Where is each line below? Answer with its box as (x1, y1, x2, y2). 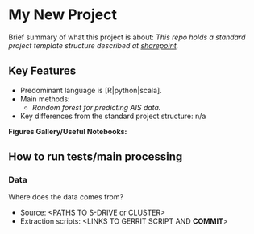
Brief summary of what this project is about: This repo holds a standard (8, 32, 246, 42)
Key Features (8, 64, 77, 78)
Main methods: (19, 94, 70, 104)
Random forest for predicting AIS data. (31, 102, 161, 112)
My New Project (8, 6, 117, 24)
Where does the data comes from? (8, 192, 123, 202)
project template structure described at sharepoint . (8, 40, 179, 50)
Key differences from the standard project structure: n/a (19, 111, 206, 121)
